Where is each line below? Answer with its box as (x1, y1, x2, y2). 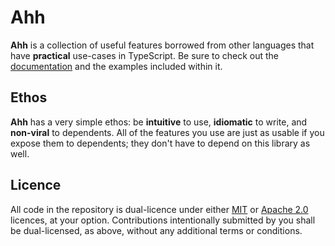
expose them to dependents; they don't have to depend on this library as (10, 137, 311, 149)
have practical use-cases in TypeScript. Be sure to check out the (10, 49, 280, 61)
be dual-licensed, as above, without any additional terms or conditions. (10, 224, 303, 236)
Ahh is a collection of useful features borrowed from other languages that (10, 39, 315, 51)
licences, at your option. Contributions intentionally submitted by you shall (10, 214, 316, 226)
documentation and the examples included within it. (10, 60, 223, 72)
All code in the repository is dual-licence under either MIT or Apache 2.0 (10, 203, 309, 215)
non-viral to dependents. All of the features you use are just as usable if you (10, 126, 325, 138)
